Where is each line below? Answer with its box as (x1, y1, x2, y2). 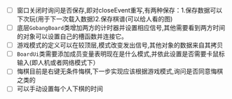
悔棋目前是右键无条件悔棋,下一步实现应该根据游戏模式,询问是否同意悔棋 (16, 67, 224, 75)
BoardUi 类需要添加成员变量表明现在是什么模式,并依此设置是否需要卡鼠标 (16, 49, 225, 58)
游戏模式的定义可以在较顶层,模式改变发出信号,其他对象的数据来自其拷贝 (16, 41, 224, 49)
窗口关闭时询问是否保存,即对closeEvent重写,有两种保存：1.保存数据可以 (16, 6, 222, 14)
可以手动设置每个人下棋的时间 (16, 84, 103, 93)
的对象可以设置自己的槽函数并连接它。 (16, 32, 128, 40)
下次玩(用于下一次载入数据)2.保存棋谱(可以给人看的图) (16, 15, 173, 23)
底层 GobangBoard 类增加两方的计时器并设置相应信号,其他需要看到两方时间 (16, 24, 226, 32)
